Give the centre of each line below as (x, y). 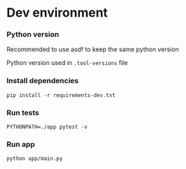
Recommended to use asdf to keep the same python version (93, 49)
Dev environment (57, 13)
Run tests (23, 112)
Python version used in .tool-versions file (67, 63)
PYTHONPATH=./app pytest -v (47, 127)
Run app (21, 144)
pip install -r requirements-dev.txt (61, 95)
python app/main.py (35, 159)
